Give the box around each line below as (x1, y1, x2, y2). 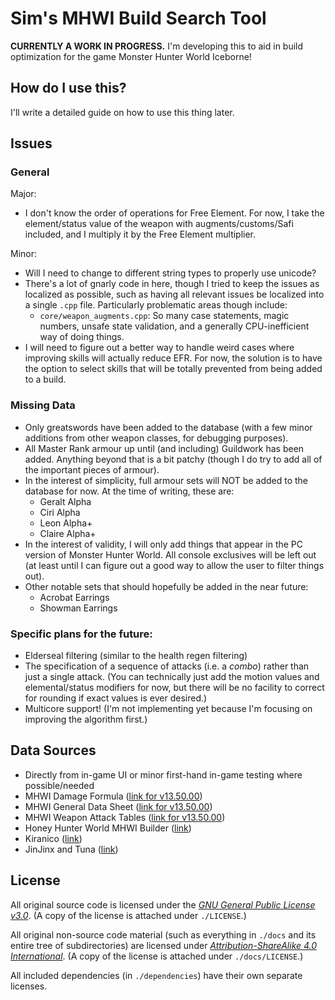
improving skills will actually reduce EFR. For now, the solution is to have (24, 352, 323, 364)
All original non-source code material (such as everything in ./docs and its (10, 928, 317, 941)
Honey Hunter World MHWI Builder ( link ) (24, 822, 192, 834)
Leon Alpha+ (39, 517, 93, 529)
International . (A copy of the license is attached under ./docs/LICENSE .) (10, 950, 304, 962)
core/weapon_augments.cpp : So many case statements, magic (39, 310, 290, 322)
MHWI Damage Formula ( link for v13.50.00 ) (24, 790, 203, 802)
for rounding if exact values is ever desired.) (24, 692, 208, 704)
